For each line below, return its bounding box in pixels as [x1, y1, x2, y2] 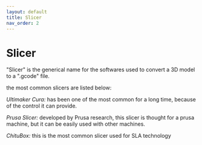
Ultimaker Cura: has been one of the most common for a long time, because [6, 96, 197, 103]
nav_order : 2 [6, 20, 39, 26]
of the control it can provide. [6, 102, 77, 109]
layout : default [6, 8, 47, 15]
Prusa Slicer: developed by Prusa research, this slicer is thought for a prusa [6, 114, 195, 121]
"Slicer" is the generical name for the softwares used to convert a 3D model [6, 66, 195, 73]
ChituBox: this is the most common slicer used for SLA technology [6, 132, 171, 140]
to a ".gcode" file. [6, 72, 50, 80]
